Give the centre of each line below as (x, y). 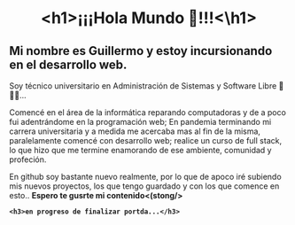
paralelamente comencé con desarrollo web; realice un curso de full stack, (145, 140)
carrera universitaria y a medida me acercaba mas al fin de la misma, (135, 131)
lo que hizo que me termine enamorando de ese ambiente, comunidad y (140, 150)
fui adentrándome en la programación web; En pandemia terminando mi (140, 122)
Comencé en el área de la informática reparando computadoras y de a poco (147, 112)
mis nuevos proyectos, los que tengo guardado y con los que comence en (144, 186)
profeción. (28, 159)
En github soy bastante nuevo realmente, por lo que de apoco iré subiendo (145, 177)
